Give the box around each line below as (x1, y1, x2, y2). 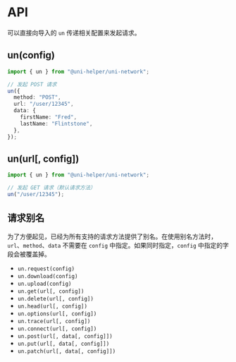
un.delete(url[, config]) (17, 295, 94, 302)
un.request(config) (17, 265, 75, 272)
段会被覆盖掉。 (7, 250, 51, 258)
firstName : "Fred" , (20, 114, 77, 121)
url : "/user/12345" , (13, 100, 74, 108)
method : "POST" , (13, 94, 61, 101)
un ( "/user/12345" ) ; (7, 191, 65, 198)
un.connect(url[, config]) (17, 325, 97, 332)
